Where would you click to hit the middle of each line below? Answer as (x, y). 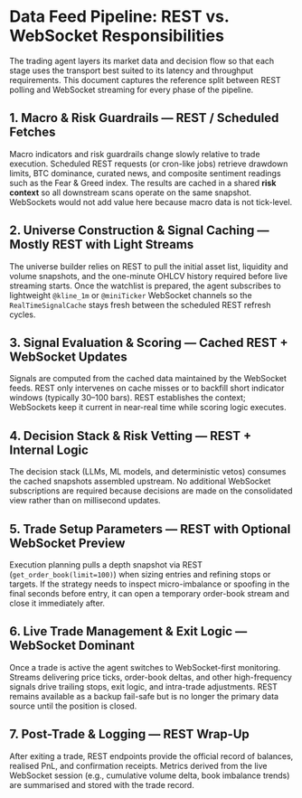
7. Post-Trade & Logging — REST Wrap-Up (130, 734)
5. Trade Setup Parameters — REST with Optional (150, 529)
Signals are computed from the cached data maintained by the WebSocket (148, 379)
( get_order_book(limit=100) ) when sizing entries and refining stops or (140, 574)
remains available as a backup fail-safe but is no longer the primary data (144, 696)
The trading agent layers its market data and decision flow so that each (142, 61)
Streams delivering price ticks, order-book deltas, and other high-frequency (151, 677)
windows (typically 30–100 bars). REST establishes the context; (127, 398)
